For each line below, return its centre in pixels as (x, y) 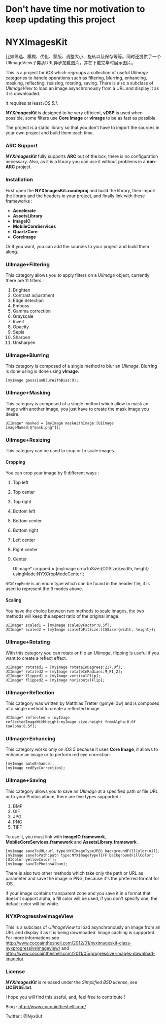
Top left (20, 482)
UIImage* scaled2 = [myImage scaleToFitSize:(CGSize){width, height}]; (81, 630)
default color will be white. (33, 903)
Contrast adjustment (33, 296)
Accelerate (24, 211)
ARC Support (22, 146)
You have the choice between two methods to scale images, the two (75, 611)
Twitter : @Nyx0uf (24, 1016)
